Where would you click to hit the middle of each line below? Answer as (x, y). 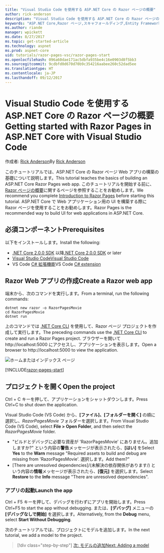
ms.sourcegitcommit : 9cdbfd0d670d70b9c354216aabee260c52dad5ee (71, 64)
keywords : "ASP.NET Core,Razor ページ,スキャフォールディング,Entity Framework (83, 23)
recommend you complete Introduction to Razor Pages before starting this (80, 196)
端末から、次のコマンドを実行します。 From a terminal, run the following (77, 293)
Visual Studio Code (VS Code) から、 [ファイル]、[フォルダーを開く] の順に (80, 415)
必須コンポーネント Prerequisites (55, 230)
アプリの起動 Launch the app (39, 490)
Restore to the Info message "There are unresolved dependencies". (80, 477)
